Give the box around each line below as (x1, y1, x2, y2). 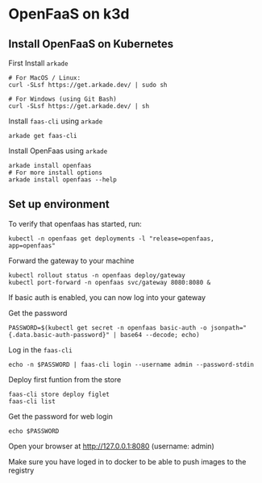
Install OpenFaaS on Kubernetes (8, 37, 174, 51)
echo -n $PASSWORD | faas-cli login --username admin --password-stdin (8, 360, 254, 368)
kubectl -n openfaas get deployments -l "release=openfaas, (8, 235, 215, 243)
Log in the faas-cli (8, 344, 73, 355)
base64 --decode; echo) (119, 331, 200, 339)
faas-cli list (8, 397, 56, 406)
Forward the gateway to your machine (8, 256, 135, 265)
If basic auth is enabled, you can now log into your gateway (8, 292, 206, 302)
